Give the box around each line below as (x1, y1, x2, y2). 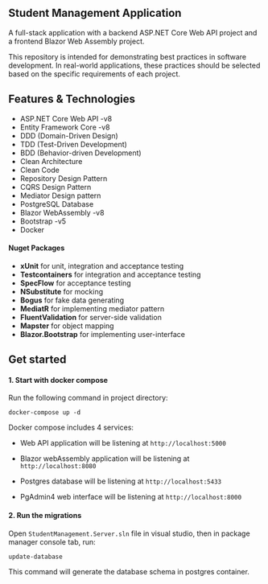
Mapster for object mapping (19, 321, 114, 331)
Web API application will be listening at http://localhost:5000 (19, 438, 227, 448)
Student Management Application (8, 6, 182, 20)
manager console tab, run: (8, 537, 97, 546)
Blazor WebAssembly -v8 (19, 208, 105, 217)
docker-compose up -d (8, 409, 81, 417)
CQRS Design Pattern (19, 182, 92, 191)
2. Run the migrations (8, 511, 82, 520)
